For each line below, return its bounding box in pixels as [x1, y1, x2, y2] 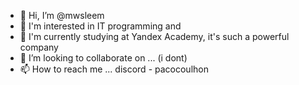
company [19, 41, 59, 53]
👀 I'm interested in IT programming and [19, 20, 182, 32]
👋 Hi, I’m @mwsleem [19, 10, 105, 21]
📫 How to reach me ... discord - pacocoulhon [19, 63, 209, 75]
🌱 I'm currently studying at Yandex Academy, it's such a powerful [19, 31, 290, 42]
